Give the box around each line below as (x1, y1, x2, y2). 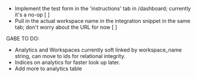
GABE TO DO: (6, 35, 40, 42)
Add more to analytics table (14, 65, 82, 72)
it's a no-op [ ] (14, 11, 50, 18)
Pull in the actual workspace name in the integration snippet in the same (14, 18, 190, 24)
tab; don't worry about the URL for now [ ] (14, 23, 117, 30)
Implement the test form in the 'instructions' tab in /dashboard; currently (14, 5, 191, 12)
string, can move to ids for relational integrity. (14, 53, 126, 59)
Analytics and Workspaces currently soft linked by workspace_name (14, 46, 182, 53)
